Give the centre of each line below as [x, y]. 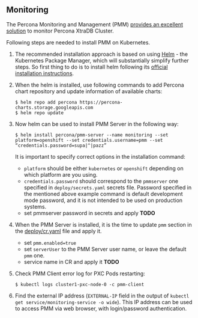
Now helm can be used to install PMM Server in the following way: [97, 124]
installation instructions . [44, 73]
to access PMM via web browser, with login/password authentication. [101, 308]
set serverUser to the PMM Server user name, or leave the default [105, 249]
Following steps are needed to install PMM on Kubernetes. [78, 42]
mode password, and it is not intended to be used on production [103, 200]
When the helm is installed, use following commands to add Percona [99, 85]
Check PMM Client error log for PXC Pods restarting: [80, 274]
